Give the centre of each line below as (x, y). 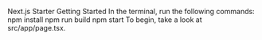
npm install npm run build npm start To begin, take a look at (105, 20)
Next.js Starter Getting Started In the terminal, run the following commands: (131, 11)
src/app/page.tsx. (37, 28)
